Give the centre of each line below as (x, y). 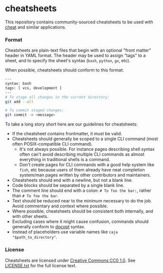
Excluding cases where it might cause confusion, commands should (80, 221)
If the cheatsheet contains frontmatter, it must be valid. (67, 134)
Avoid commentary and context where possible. (60, 206)
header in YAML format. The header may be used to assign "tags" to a (75, 55)
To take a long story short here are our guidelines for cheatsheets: (71, 124)
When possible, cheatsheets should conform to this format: (64, 70)
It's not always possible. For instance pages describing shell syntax (87, 149)
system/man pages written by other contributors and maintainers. (85, 175)
